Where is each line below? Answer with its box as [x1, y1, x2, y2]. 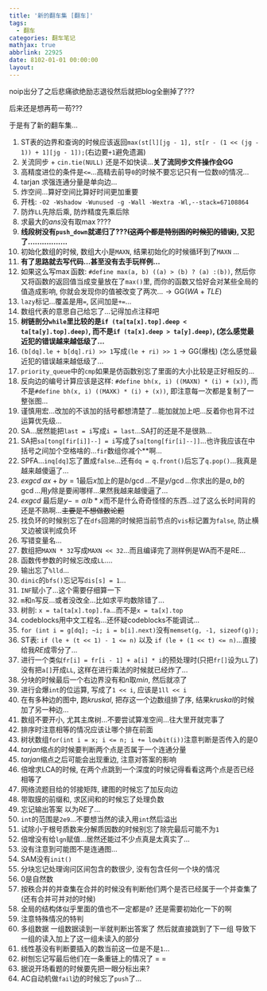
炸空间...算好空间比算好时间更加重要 [20, 186, 138, 196]
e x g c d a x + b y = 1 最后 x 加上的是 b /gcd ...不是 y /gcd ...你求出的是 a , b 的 [20, 476, 245, 485]
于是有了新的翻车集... [9, 120, 79, 130]
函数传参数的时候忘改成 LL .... [20, 555, 114, 565]
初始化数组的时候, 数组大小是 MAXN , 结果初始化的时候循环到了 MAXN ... [20, 246, 240, 256]
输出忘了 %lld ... [20, 565, 70, 574]
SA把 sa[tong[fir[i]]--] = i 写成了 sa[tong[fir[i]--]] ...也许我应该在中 [20, 436, 255, 445]
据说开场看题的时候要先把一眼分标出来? [20, 963, 150, 973]
